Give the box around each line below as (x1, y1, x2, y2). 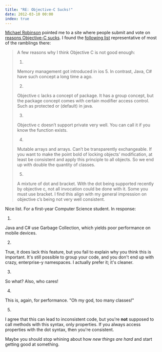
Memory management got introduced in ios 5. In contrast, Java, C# (17, 69, 152, 74)
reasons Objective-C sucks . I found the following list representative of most (5, 35, 157, 41)
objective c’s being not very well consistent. (17, 196, 105, 202)
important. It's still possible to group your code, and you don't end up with (5, 254, 154, 260)
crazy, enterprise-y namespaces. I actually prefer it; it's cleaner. (5, 259, 134, 265)
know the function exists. (17, 127, 68, 133)
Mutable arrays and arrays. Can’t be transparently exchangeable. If (17, 146, 152, 152)
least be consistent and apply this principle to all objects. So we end (17, 157, 154, 163)
